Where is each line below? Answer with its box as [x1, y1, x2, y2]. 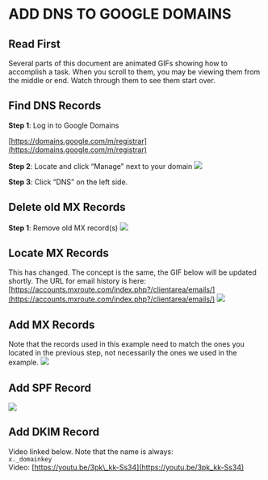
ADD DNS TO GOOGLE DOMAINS [8, 5, 232, 23]
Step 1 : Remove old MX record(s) [8, 223, 119, 233]
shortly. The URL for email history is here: [8, 276, 147, 286]
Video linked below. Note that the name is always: [8, 446, 174, 457]
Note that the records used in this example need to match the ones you [8, 339, 245, 349]
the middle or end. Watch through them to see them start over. [8, 76, 216, 85]
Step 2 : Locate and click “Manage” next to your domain [8, 161, 193, 171]
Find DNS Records [8, 99, 102, 113]
